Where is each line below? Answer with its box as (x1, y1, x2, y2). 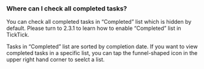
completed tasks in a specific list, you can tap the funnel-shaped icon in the (6, 49, 198, 57)
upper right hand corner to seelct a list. (6, 56, 105, 64)
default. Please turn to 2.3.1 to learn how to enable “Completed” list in (6, 24, 182, 32)
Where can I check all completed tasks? (6, 4, 127, 13)
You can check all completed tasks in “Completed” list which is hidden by (6, 18, 192, 26)
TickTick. (6, 31, 29, 38)
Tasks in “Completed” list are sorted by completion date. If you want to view (6, 43, 198, 50)
